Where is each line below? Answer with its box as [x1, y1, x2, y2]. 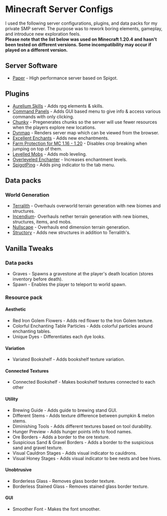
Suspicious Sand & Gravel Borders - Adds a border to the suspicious [12, 439, 154, 445]
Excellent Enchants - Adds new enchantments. [12, 135, 109, 141]
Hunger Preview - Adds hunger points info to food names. [12, 428, 132, 434]
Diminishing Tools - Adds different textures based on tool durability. [12, 423, 152, 429]
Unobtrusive [5, 467, 32, 473]
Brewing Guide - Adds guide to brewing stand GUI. [12, 407, 118, 413]
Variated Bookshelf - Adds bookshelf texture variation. [12, 356, 125, 362]
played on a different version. [5, 47, 68, 53]
